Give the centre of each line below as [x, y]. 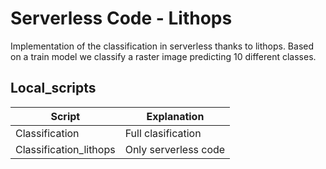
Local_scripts [53, 88]
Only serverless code [175, 149]
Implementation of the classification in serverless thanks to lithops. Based [162, 46]
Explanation [175, 116]
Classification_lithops [65, 149]
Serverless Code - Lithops [121, 18]
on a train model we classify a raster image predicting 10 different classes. [163, 56]
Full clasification [163, 133]
